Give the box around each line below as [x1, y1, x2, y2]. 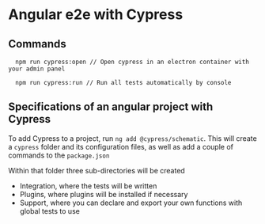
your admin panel [8, 65, 66, 73]
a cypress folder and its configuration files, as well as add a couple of [8, 142, 233, 151]
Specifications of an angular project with [8, 101, 214, 114]
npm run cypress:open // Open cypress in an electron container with [15, 58, 249, 66]
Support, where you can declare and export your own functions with [19, 198, 243, 207]
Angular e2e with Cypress [8, 6, 184, 24]
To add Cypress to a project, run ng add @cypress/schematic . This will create [8, 133, 257, 143]
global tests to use [19, 206, 81, 215]
